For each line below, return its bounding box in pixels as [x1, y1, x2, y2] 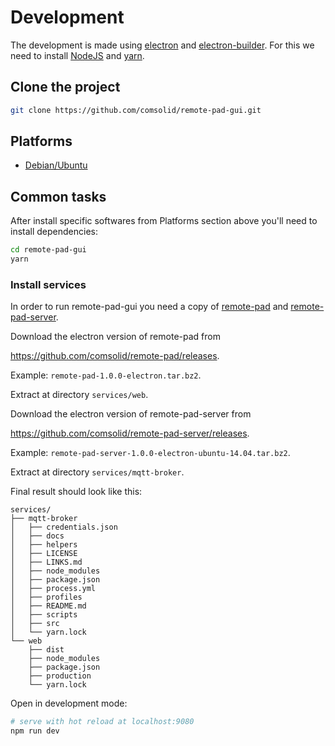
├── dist [28, 645, 65, 655]
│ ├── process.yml [10, 584, 97, 594]
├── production [28, 671, 92, 681]
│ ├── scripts [10, 610, 78, 620]
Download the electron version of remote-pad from [10, 331, 221, 343]
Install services [10, 277, 87, 291]
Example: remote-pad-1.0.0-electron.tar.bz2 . [10, 369, 202, 381]
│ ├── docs [10, 531, 65, 541]
